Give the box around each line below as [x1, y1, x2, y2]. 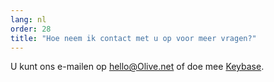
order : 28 [10, 24, 52, 34]
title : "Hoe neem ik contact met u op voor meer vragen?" [10, 33, 257, 43]
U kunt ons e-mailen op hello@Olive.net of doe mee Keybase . [10, 61, 265, 73]
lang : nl [10, 14, 47, 25]
